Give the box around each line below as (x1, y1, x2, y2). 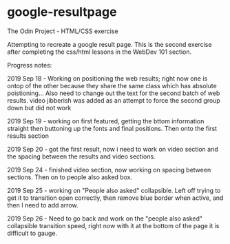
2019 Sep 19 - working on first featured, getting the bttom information (7, 116, 205, 125)
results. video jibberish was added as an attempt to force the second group (7, 96, 220, 104)
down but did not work (7, 103, 72, 112)
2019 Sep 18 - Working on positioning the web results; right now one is (7, 74, 208, 83)
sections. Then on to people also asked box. (7, 173, 133, 181)
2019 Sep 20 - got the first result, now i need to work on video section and (7, 145, 218, 153)
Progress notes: (7, 61, 52, 69)
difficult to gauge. (7, 229, 57, 237)
